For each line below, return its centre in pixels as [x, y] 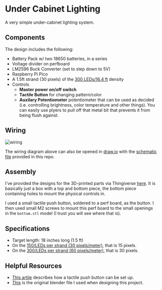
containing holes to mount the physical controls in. [55, 194]
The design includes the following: [39, 49]
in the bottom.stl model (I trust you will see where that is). [63, 214]
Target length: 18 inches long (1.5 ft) [48, 240]
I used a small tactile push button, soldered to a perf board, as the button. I [79, 203]
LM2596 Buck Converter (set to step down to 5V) [61, 69]
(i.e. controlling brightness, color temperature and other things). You [87, 105]
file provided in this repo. [30, 156]
